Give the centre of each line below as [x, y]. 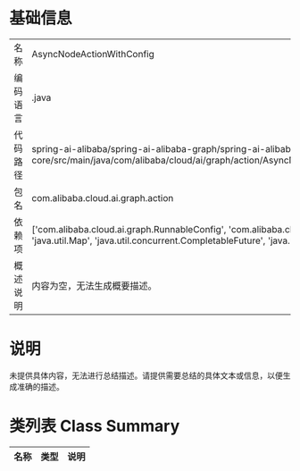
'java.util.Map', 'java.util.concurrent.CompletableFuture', [149, 240]
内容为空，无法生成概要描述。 [95, 285]
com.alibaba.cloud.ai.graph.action [103, 198]
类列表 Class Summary [95, 426]
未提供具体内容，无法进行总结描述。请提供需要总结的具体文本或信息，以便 [146, 375]
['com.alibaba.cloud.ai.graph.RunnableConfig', [129, 229]
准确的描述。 [40, 386]
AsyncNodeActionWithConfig [93, 54]
